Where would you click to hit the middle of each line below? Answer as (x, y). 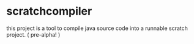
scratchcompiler (49, 11)
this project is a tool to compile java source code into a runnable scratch (97, 28)
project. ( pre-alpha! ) (33, 34)
